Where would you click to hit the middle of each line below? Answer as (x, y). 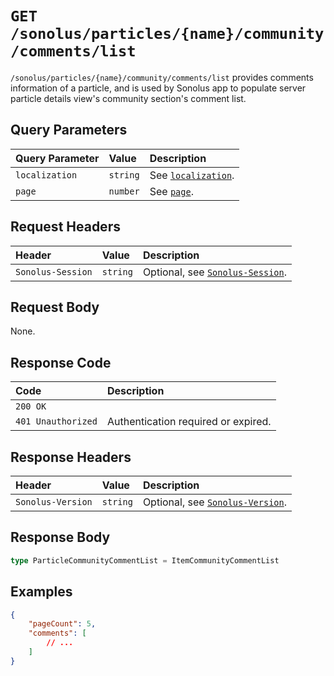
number (124, 191)
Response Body (60, 537)
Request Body (55, 307)
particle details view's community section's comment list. (128, 98)
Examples (41, 592)
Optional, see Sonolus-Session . (214, 272)
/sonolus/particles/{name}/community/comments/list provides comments (162, 77)
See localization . (192, 175)
